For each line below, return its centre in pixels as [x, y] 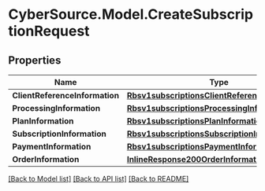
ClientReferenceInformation [66, 95]
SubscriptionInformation [59, 134]
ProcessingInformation [56, 108]
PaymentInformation [52, 147]
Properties [35, 60]
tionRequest [49, 31]
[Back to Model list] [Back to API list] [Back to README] [99, 179]
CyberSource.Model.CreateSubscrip [131, 15]
